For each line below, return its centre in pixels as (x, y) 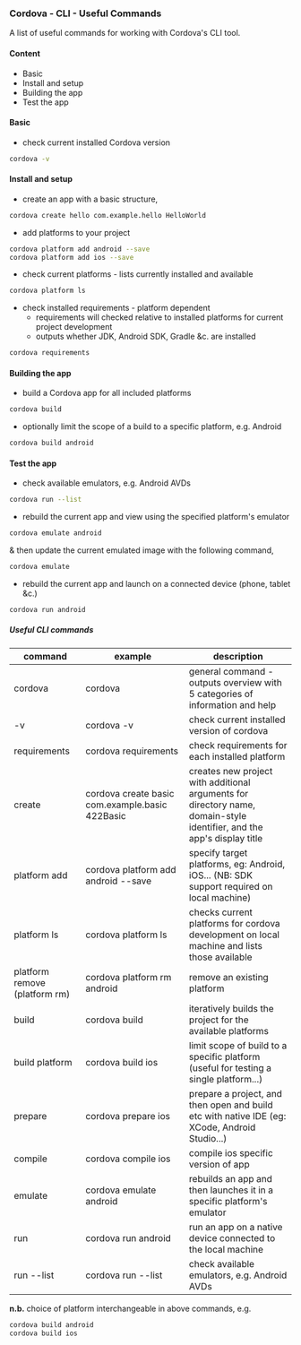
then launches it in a (231, 1190)
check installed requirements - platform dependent (116, 308)
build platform (43, 1062)
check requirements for (238, 745)
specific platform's (228, 1201)
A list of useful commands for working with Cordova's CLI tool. (125, 33)
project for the (219, 1020)
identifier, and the (226, 827)
